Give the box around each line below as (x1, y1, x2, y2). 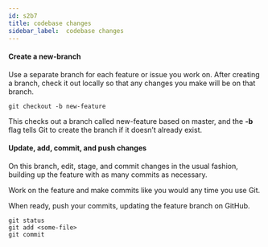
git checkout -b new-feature (8, 102, 106, 110)
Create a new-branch (8, 51, 81, 61)
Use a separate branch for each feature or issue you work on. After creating (8, 69, 260, 79)
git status (8, 216, 45, 224)
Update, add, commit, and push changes (8, 143, 147, 153)
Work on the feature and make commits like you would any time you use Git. (8, 185, 261, 195)
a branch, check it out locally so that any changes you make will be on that (8, 78, 256, 88)
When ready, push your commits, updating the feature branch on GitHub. (8, 200, 250, 210)
